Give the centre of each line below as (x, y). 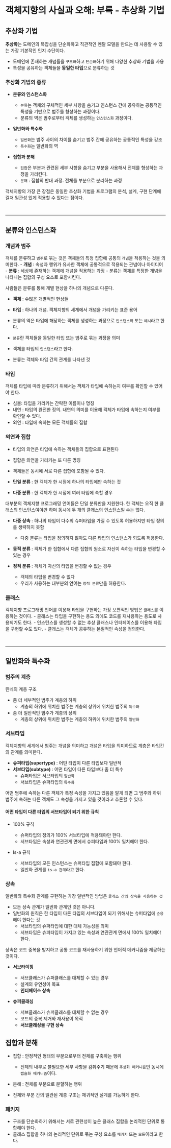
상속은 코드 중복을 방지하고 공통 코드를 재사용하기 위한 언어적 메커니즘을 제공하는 (85, 950)
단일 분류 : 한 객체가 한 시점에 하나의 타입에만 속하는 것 (67, 482)
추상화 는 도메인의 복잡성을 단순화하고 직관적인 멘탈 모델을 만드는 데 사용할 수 (81, 44)
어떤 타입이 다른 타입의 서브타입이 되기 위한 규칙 (52, 812)
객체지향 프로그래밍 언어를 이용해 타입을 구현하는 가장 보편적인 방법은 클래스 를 (82, 609)
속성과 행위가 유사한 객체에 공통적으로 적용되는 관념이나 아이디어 (99, 264)
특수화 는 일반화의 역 (39, 146)
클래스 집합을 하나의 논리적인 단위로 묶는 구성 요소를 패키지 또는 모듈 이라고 (85, 1134)
